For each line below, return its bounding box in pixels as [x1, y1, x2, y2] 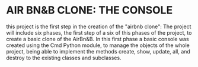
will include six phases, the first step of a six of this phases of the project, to [6, 29, 192, 36]
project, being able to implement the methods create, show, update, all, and [6, 48, 191, 55]
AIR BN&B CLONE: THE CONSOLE [6, 4, 173, 17]
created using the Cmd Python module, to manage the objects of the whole [6, 42, 190, 49]
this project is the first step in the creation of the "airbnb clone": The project [6, 23, 191, 30]
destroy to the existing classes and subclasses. [6, 54, 122, 61]
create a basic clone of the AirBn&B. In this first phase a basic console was [6, 35, 189, 42]
